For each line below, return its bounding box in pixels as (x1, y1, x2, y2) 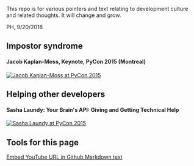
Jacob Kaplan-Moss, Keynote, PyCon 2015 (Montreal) (6, 58, 146, 65)
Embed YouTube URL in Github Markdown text (6, 153, 123, 161)
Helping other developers (6, 89, 106, 99)
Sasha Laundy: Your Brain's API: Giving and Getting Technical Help (6, 106, 179, 113)
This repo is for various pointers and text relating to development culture (6, 5, 189, 12)
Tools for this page (6, 137, 79, 148)
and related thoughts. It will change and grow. (6, 12, 121, 19)
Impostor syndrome (6, 41, 84, 51)
